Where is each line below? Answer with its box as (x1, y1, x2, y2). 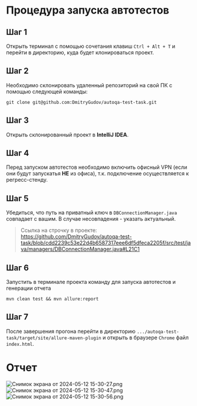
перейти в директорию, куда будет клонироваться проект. (6, 49, 155, 56)
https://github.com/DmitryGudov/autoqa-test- (20, 233, 132, 240)
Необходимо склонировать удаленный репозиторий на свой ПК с (6, 81, 173, 89)
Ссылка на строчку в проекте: (20, 227, 97, 234)
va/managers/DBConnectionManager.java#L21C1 (20, 245, 140, 253)
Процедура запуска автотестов (6, 4, 169, 17)
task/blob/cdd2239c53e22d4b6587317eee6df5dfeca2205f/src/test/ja (20, 240, 191, 247)
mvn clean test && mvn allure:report (6, 296, 99, 302)
